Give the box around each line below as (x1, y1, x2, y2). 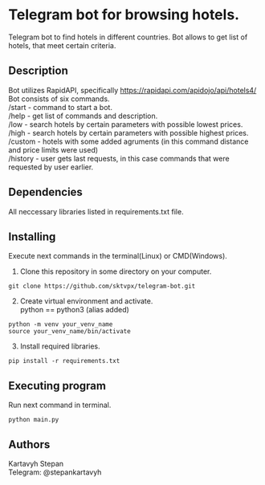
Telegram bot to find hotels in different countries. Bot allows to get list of (8, 32, 248, 42)
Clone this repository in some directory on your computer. (19, 267, 212, 276)
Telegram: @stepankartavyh (8, 467, 102, 477)
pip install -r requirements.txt (8, 357, 120, 365)
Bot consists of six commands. (8, 94, 110, 104)
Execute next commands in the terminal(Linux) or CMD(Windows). (8, 251, 227, 261)
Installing (8, 230, 56, 243)
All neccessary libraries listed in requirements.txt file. (8, 206, 184, 216)
